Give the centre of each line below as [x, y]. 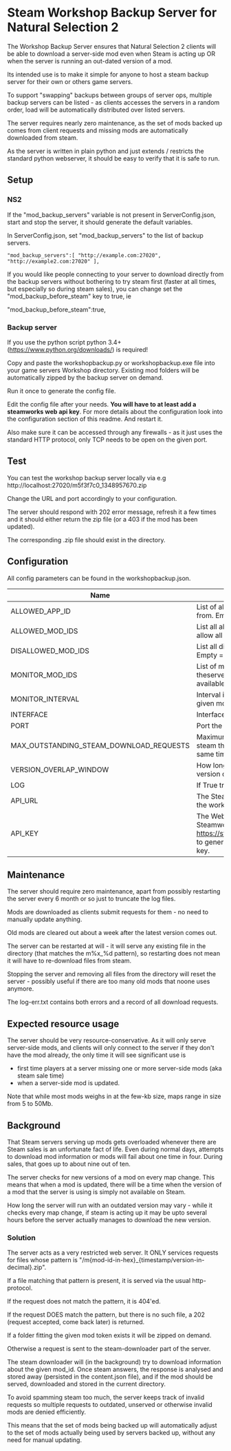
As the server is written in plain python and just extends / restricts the [106, 151]
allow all [209, 635]
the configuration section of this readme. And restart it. [85, 419]
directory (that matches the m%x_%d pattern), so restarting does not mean [114, 954]
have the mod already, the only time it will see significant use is [97, 1055]
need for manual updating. [45, 1440]
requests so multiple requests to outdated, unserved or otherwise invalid [110, 1405]
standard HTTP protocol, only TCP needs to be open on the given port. [107, 440]
